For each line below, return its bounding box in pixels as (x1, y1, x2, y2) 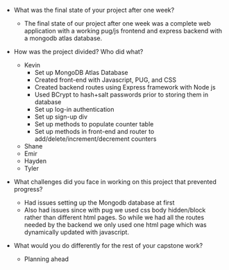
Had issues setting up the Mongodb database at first (24, 199, 175, 207)
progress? (13, 185, 43, 193)
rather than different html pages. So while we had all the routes (24, 213, 205, 221)
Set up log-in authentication (34, 106, 114, 113)
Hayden (24, 157, 47, 165)
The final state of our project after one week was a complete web (24, 19, 211, 27)
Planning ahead (24, 255, 69, 263)
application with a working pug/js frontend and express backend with (24, 27, 223, 35)
